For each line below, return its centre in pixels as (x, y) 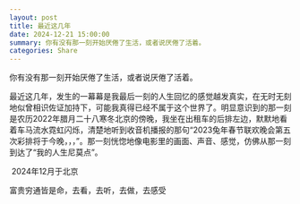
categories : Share (43, 51)
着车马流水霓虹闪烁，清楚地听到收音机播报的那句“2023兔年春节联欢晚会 (142, 130)
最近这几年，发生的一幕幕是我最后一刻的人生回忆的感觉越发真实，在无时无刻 (150, 97)
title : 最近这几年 (40, 26)
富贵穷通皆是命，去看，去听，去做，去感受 (88, 191)
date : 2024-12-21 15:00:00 (60, 34)
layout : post (34, 17)
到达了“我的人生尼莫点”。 (56, 152)
